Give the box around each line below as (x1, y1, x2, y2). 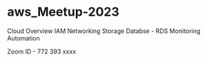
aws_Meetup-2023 (7, 4, 119, 20)
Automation (7, 34, 40, 42)
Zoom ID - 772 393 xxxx (7, 47, 77, 56)
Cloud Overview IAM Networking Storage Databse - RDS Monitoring (7, 27, 201, 35)
